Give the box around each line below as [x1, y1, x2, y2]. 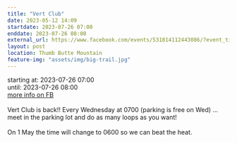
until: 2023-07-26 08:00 [7, 82, 78, 92]
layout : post [7, 43, 46, 50]
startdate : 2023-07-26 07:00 [7, 23, 93, 30]
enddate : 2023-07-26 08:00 [7, 30, 87, 37]
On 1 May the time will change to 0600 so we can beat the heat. [7, 128, 193, 136]
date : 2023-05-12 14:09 [7, 17, 78, 24]
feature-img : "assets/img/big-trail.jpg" [7, 56, 131, 63]
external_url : [7, 37, 49, 44]
